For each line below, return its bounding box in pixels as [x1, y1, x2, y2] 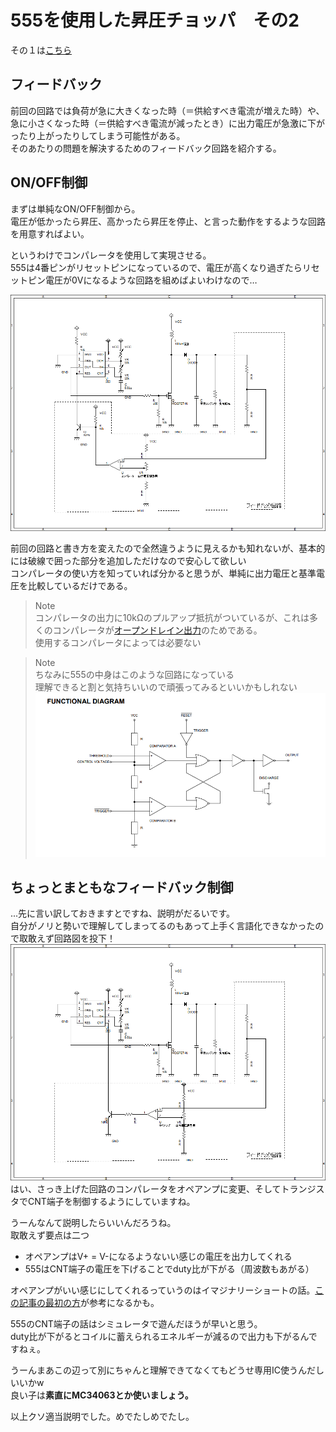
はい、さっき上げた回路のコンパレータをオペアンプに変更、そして [10, 1183, 282, 1195]
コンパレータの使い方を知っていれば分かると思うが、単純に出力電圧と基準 [10, 567, 317, 579]
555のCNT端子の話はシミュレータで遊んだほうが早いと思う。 [10, 1318, 263, 1330]
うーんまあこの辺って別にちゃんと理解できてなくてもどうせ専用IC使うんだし [10, 1364, 325, 1376]
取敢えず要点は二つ [10, 1229, 90, 1241]
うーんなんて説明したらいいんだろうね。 [10, 1217, 177, 1229]
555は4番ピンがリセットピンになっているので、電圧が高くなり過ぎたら [10, 261, 303, 273]
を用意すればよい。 [10, 227, 90, 240]
